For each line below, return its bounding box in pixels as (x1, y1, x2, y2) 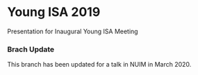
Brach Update (7, 44, 55, 54)
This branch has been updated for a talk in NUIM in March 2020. (7, 60, 192, 69)
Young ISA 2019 (7, 4, 101, 20)
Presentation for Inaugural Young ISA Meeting (7, 27, 138, 35)
